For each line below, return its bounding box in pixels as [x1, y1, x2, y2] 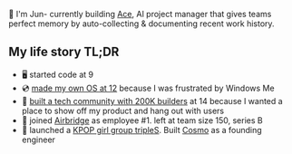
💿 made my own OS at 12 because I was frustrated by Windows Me [21, 82, 275, 93]
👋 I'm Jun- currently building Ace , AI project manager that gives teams [8, 9, 272, 19]
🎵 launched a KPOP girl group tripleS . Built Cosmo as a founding [21, 124, 262, 135]
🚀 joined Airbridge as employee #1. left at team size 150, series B [21, 114, 264, 126]
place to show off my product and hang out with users [21, 105, 224, 116]
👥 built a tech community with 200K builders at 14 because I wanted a [21, 95, 283, 106]
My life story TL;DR [8, 44, 120, 60]
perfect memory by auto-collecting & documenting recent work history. [8, 18, 275, 29]
